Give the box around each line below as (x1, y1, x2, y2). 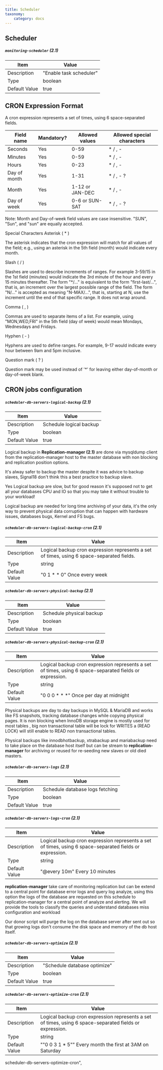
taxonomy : (5, 12, 25, 16)
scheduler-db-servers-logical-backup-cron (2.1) (5, 524, 102, 530)
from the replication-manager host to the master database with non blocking (5, 454, 158, 460)
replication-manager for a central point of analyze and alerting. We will (5, 899, 147, 905)
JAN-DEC (71, 189, 95, 196)
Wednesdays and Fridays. (5, 324, 57, 329)
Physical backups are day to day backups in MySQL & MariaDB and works (5, 707, 153, 713)
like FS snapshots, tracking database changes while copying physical (5, 713, 144, 718)
